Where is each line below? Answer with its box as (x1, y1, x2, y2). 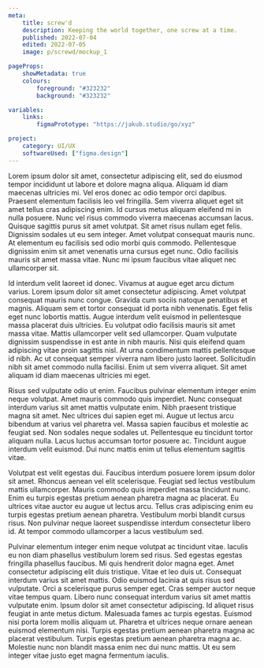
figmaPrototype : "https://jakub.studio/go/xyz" (36, 121, 195, 128)
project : (8, 135, 37, 143)
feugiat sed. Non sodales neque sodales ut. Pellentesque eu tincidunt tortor (8, 427, 254, 437)
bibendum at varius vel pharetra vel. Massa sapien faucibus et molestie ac (8, 419, 249, 429)
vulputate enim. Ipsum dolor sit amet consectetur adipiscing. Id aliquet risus (8, 600, 255, 610)
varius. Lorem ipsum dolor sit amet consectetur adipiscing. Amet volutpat (8, 287, 246, 296)
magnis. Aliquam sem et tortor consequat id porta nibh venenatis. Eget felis (8, 303, 253, 313)
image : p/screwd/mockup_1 (22, 48, 108, 56)
